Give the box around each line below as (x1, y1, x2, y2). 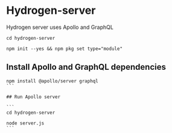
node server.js (6, 120, 45, 126)
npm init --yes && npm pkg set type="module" (6, 46, 123, 52)
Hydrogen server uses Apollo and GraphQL (6, 23, 113, 31)
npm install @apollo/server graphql (6, 78, 98, 84)
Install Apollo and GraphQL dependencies (6, 62, 166, 72)
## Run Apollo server (6, 94, 61, 100)
